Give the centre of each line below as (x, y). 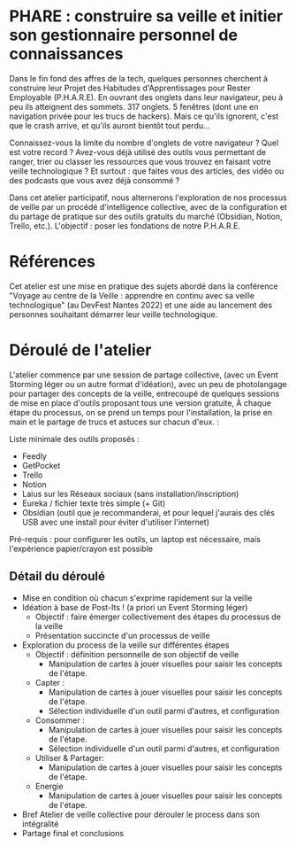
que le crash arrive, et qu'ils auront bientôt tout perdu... (110, 125)
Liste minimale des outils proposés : (74, 439)
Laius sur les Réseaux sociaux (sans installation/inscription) (130, 493)
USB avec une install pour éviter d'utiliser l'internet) (116, 522)
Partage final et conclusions (73, 833)
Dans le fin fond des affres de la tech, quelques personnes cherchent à (138, 78)
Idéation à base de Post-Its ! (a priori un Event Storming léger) (135, 607)
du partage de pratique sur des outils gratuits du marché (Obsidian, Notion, (146, 216)
